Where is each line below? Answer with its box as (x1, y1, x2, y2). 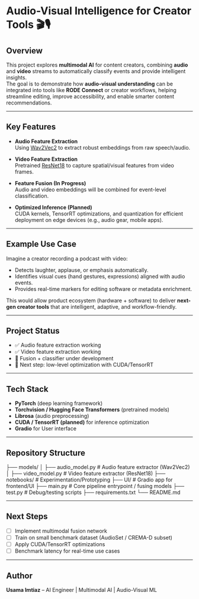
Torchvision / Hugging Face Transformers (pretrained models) (14, 406, 170, 413)
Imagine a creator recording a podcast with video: (6, 255, 128, 262)
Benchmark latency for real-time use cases (14, 547, 120, 554)
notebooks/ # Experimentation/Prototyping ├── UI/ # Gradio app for (6, 476, 173, 483)
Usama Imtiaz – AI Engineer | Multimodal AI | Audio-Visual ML (6, 586, 157, 593)
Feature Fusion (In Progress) (14, 179, 86, 186)
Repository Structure (6, 448, 86, 458)
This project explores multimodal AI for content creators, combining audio (6, 61, 188, 68)
